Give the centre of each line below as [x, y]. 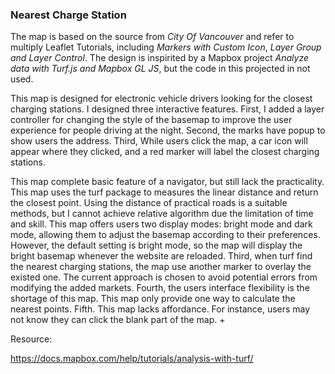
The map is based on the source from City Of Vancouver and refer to [152, 37]
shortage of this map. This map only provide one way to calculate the [153, 299]
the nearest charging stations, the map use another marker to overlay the [161, 267]
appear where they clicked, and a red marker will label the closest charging [165, 152]
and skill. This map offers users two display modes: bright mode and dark [161, 224]
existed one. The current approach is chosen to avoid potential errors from [164, 277]
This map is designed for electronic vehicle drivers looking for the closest [161, 99]
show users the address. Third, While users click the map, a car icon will [159, 141]
